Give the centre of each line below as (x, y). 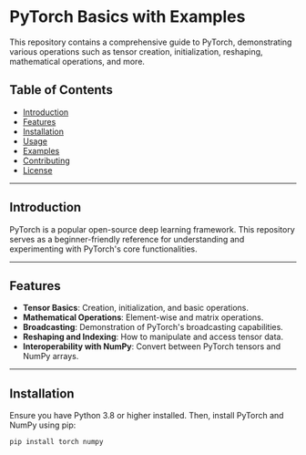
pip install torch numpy (56, 442)
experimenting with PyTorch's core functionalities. (103, 249)
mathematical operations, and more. (77, 61)
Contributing (46, 160)
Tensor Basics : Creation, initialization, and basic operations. (135, 308)
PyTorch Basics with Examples (127, 17)
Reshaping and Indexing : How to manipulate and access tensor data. (153, 337)
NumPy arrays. (51, 357)
